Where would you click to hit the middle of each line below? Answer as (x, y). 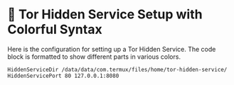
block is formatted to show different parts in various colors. (94, 57)
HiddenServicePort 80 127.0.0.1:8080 (63, 76)
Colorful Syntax (55, 29)
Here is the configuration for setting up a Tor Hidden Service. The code (112, 49)
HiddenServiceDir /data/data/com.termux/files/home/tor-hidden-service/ (117, 69)
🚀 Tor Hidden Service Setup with (105, 15)
